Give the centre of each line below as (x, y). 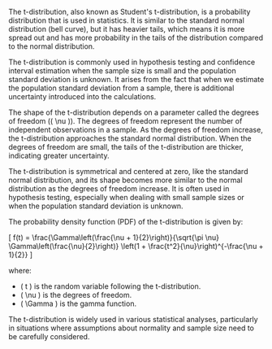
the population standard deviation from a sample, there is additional (121, 88)
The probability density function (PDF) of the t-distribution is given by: (126, 222)
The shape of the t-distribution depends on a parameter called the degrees (134, 112)
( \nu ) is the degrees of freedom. (76, 295)
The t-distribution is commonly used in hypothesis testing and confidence (132, 62)
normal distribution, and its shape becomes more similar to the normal (125, 180)
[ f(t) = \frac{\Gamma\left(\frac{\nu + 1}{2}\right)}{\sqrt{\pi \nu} (114, 238)
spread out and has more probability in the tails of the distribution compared (136, 37)
